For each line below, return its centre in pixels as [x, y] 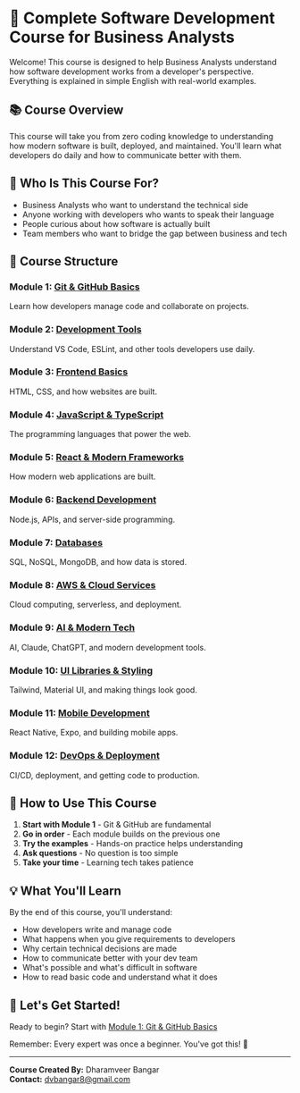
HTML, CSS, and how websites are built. [83, 391]
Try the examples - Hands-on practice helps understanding [133, 844]
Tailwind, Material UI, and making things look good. [104, 689]
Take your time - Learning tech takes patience [108, 862]
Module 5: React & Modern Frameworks [97, 458]
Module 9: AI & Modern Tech [72, 627]
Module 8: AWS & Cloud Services [83, 584]
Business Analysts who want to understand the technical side [135, 205]
